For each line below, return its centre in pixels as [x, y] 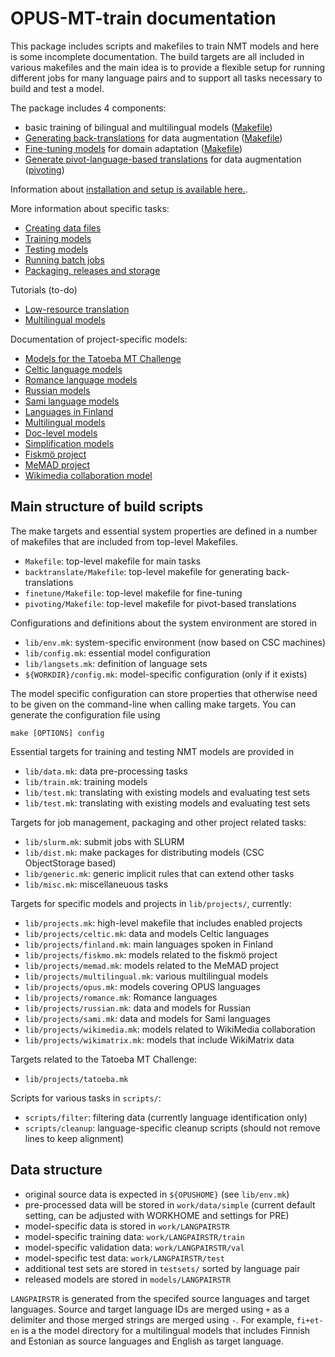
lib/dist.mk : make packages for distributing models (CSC [144, 852]
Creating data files [63, 228]
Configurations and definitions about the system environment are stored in [164, 623]
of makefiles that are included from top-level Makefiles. [124, 541]
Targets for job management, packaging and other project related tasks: [158, 822]
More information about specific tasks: [90, 208]
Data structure [56, 1170]
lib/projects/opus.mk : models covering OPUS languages [142, 986]
